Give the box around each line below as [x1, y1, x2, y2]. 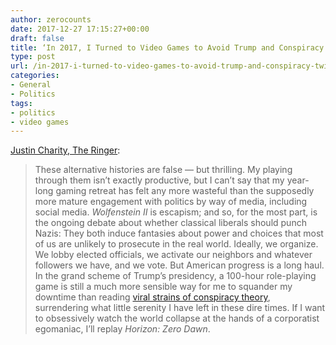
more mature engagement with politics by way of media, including [34, 196, 308, 208]
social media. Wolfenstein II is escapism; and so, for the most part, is [34, 206, 318, 218]
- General [10, 80, 52, 90]
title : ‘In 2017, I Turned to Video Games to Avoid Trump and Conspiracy [10, 42, 325, 53]
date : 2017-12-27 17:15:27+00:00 [10, 24, 150, 34]
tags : [10, 98, 33, 108]
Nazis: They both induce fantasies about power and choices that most [34, 227, 324, 240]
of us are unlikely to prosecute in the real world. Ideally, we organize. [34, 238, 319, 250]
